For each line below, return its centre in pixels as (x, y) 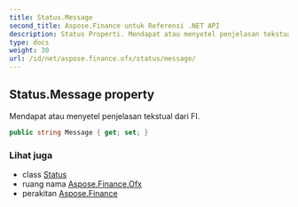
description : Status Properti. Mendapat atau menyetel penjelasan (134, 34)
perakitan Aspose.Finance (70, 193)
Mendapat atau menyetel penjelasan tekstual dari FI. (105, 115)
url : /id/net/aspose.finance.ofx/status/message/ (103, 59)
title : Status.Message (51, 17)
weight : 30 (29, 51)
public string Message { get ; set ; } (79, 132)
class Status (44, 174)
